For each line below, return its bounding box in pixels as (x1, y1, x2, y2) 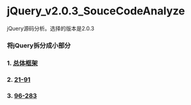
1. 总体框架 (7, 59, 38, 67)
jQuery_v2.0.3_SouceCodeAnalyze (7, 4, 186, 18)
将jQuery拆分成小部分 (7, 41, 71, 49)
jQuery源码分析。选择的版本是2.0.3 (7, 25, 94, 32)
